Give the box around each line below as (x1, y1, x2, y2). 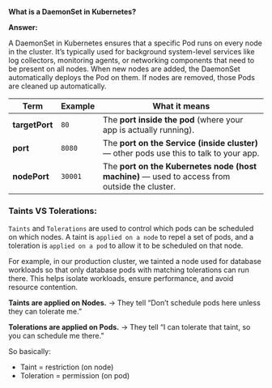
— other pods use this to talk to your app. (102, 147, 260, 159)
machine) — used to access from (102, 171, 231, 181)
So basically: (8, 347, 51, 356)
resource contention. (8, 283, 79, 292)
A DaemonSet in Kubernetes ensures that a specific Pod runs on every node (8, 38, 263, 48)
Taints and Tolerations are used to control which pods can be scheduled (8, 224, 254, 233)
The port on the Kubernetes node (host (102, 161, 257, 172)
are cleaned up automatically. (8, 81, 107, 91)
